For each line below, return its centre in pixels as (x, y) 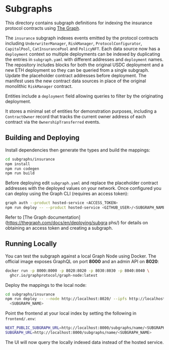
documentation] (64, 217)
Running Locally (31, 244)
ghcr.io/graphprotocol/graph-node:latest (54, 275)
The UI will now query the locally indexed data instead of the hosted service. (84, 342)
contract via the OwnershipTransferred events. (53, 122)
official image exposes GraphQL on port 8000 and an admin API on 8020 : (82, 261)
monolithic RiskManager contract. (39, 86)
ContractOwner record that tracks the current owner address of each (75, 116)
